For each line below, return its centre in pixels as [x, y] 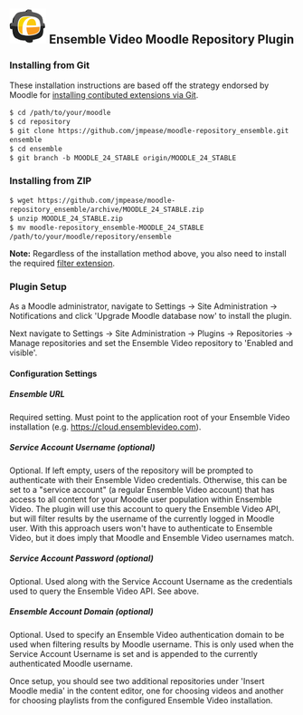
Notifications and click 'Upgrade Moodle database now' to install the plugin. [151, 316]
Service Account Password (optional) [81, 558]
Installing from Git [50, 65]
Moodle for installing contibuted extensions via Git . [104, 94]
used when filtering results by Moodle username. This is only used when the [151, 644]
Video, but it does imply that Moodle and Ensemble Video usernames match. [152, 537]
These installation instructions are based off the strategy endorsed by [139, 85]
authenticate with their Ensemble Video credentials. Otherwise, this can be [148, 479]
